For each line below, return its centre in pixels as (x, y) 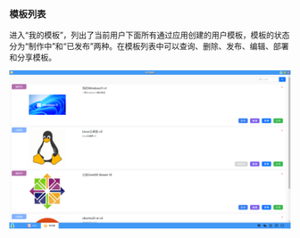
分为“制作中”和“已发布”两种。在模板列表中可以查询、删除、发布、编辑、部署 (149, 46)
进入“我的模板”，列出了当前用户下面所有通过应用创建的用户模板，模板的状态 (150, 35)
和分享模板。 (33, 57)
